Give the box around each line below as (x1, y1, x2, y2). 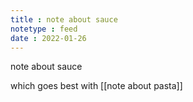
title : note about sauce (10, 14, 118, 25)
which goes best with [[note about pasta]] (10, 80, 183, 92)
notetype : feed (10, 24, 78, 34)
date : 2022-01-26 (10, 33, 87, 43)
